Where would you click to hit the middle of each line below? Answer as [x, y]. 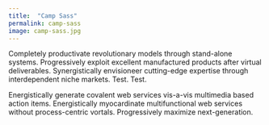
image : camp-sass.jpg [45, 31]
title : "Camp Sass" [43, 16]
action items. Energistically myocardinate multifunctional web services [126, 104]
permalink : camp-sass [45, 23]
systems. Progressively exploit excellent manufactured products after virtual [135, 62]
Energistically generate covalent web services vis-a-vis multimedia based [131, 95]
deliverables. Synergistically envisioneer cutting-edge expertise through [128, 71]
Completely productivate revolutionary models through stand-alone [120, 54]
